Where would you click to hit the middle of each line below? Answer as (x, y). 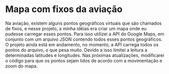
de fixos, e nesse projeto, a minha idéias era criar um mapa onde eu (76, 28)
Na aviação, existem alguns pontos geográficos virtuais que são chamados (83, 23)
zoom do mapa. (22, 66)
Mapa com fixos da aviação (64, 9)
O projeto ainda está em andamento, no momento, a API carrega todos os (82, 44)
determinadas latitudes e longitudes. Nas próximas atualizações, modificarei (85, 55)
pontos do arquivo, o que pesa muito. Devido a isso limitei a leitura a (76, 50)
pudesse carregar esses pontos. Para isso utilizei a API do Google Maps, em (85, 34)
